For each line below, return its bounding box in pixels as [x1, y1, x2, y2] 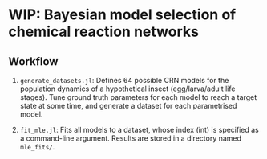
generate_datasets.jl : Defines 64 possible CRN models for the [19, 76, 229, 85]
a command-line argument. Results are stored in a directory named [19, 133, 242, 143]
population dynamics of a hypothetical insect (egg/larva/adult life [19, 84, 236, 93]
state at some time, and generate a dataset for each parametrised [19, 101, 237, 110]
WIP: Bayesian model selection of [8, 6, 237, 24]
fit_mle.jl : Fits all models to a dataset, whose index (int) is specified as [19, 125, 259, 134]
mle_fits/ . [19, 142, 55, 151]
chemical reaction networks [8, 22, 199, 41]
